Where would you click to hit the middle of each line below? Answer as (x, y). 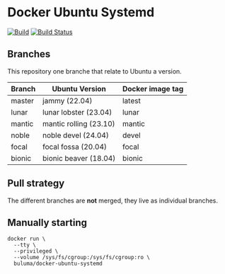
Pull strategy (36, 184)
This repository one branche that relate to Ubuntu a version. (94, 71)
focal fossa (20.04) (75, 147)
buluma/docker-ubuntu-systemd (58, 264)
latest (132, 101)
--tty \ (25, 245)
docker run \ (27, 239)
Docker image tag (153, 89)
